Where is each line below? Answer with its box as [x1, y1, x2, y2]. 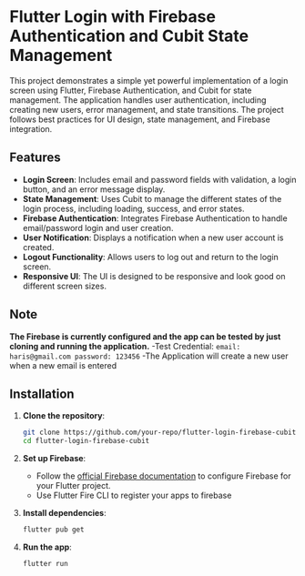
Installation [9, 386, 75, 401]
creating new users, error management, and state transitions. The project [9, 104, 284, 115]
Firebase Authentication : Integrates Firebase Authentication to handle [22, 212, 289, 224]
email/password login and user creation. [22, 222, 174, 233]
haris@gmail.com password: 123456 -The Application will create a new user [9, 350, 289, 361]
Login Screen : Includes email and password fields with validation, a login [22, 174, 297, 185]
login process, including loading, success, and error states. [22, 203, 245, 214]
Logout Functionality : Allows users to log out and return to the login [22, 251, 280, 262]
